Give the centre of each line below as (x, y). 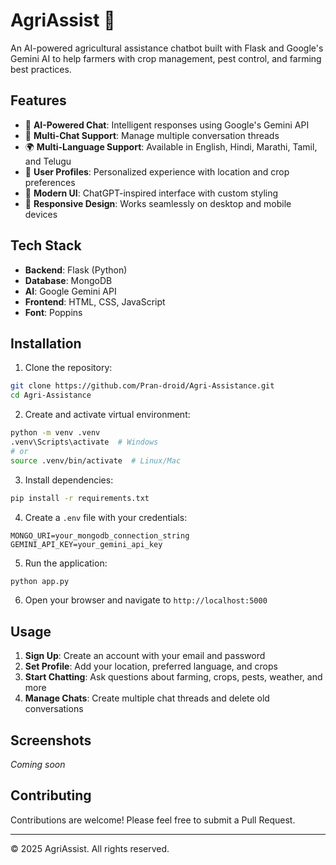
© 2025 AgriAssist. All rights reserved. (90, 848)
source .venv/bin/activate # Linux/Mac (96, 460)
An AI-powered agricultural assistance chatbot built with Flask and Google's (167, 48)
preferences (50, 182)
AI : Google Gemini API (70, 291)
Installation (46, 343)
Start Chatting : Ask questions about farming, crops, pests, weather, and (173, 677)
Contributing (51, 795)
